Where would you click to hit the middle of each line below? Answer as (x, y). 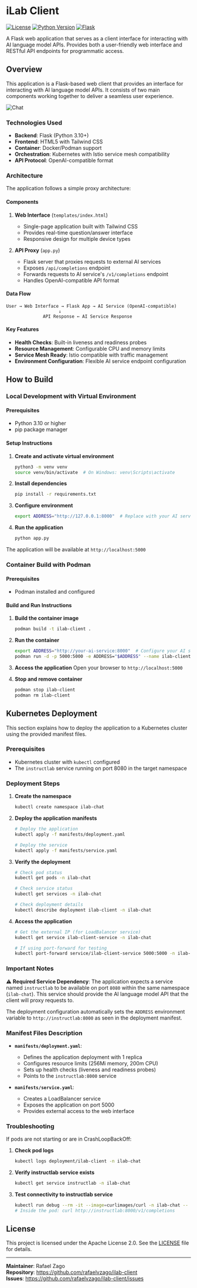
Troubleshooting (30, 1126)
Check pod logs (34, 1151)
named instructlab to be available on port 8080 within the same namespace (98, 987)
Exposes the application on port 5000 (69, 1105)
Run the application (39, 527)
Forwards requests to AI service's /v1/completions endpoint (96, 274)
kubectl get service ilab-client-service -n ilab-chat (83, 937)
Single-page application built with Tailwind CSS (80, 226)
